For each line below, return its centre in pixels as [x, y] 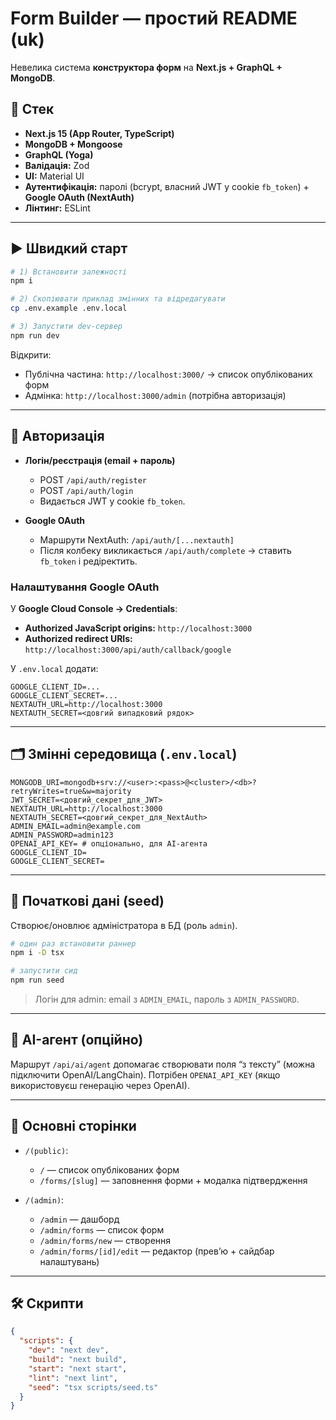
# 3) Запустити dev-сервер [66, 327]
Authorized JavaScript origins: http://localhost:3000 [138, 628]
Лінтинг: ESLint [57, 208]
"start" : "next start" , [78, 1368]
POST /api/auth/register [93, 479]
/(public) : [46, 1150]
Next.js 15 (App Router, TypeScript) [99, 133]
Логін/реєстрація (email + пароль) [100, 460]
